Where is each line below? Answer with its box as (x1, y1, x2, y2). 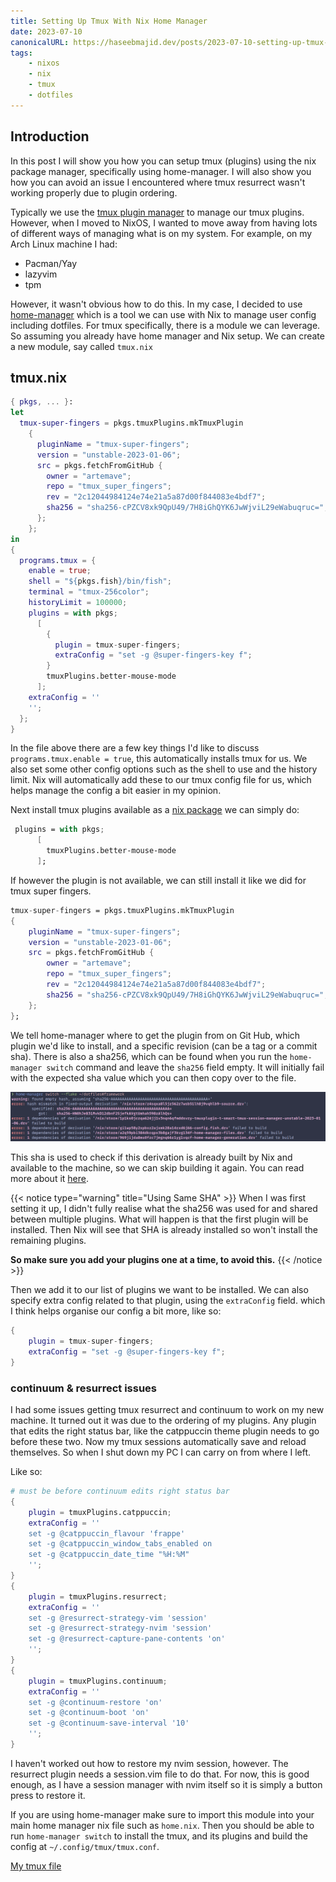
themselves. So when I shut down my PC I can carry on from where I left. (10, 1446, 312, 1459)
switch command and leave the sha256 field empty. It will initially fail (46, 1061, 325, 1073)
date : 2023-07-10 (10, 26, 83, 37)
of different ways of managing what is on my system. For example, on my (10, 227, 313, 239)
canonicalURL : (10, 37, 70, 47)
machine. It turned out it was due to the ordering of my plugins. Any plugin (10, 1415, 317, 1427)
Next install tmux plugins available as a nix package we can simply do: (10, 804, 300, 816)
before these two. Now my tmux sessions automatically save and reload (10, 1436, 307, 1448)
